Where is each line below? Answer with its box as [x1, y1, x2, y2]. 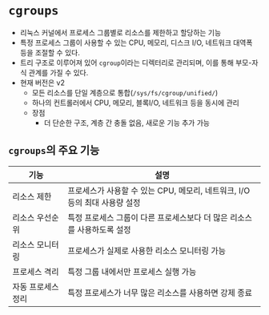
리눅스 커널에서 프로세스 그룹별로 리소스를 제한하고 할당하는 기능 [19, 27, 222, 37]
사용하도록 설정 [77, 224, 131, 235]
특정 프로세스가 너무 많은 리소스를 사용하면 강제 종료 [67, 287, 253, 298]
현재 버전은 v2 [19, 78, 66, 87]
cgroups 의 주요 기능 [8, 143, 100, 157]
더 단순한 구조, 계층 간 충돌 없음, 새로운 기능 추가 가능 [43, 118, 211, 127]
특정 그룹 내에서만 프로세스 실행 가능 [67, 266, 197, 277]
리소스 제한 [12, 191, 52, 202]
